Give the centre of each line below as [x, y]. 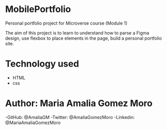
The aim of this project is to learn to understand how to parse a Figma [77, 33]
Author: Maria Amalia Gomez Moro [79, 103]
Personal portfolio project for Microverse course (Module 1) [66, 23]
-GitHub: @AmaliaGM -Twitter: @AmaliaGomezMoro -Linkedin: [70, 117]
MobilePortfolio [38, 9]
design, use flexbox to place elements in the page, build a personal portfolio [83, 38]
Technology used [42, 64]
